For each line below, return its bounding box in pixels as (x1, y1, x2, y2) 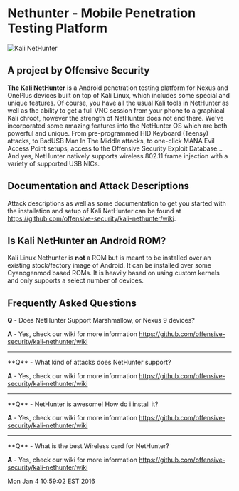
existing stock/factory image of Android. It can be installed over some (7, 261, 212, 270)
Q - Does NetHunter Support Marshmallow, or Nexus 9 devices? (7, 316, 196, 325)
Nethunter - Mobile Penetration (7, 5, 196, 21)
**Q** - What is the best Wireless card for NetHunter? (7, 442, 169, 450)
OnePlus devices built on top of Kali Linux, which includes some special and (7, 91, 230, 99)
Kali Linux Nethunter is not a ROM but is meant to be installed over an (7, 253, 211, 262)
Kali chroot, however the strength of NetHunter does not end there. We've (7, 113, 224, 122)
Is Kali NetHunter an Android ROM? (7, 234, 166, 247)
